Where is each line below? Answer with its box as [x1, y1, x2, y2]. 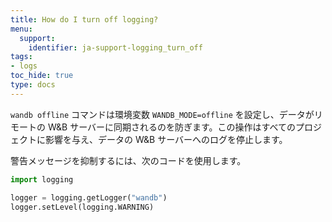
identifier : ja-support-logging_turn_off [28, 42, 203, 53]
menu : [10, 24, 33, 34]
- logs [10, 61, 38, 71]
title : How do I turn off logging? [10, 14, 159, 25]
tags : [10, 52, 33, 62]
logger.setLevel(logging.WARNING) [10, 202, 155, 212]
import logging [10, 174, 74, 185]
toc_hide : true [10, 71, 74, 81]
